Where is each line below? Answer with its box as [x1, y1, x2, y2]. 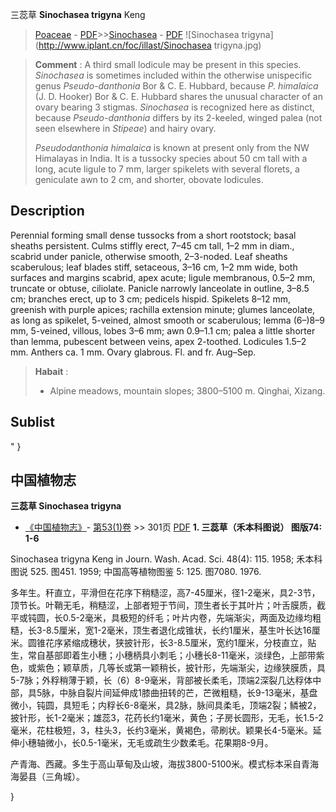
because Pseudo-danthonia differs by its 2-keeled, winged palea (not [34, 112, 323, 123]
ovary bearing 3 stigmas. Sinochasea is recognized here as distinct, [34, 101, 315, 113]
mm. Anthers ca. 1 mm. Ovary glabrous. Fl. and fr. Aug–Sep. [10, 346, 257, 358]
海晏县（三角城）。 [10, 771, 85, 783]
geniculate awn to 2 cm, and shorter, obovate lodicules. [34, 174, 264, 185]
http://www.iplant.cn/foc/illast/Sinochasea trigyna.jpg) [38, 39, 262, 51]
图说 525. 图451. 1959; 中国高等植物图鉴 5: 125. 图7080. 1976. [10, 566, 262, 578]
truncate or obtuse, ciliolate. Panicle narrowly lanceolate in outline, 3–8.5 [10, 282, 310, 294]
